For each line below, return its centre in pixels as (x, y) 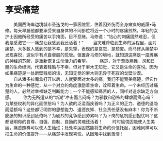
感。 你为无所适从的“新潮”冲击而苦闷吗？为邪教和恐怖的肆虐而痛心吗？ (80, 97)
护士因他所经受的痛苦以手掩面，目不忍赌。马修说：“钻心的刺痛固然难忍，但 (81, 36)
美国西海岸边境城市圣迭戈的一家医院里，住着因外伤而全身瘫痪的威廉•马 (85, 24)
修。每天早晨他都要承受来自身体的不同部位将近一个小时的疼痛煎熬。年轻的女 (81, 30)
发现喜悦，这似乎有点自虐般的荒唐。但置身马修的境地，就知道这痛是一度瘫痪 (81, 54)
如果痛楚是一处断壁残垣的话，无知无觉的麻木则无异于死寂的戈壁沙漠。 (75, 73)
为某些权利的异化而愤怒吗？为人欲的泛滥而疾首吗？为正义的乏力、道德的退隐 (81, 103)
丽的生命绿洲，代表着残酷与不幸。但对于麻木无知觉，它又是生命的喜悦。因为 (81, 67)
